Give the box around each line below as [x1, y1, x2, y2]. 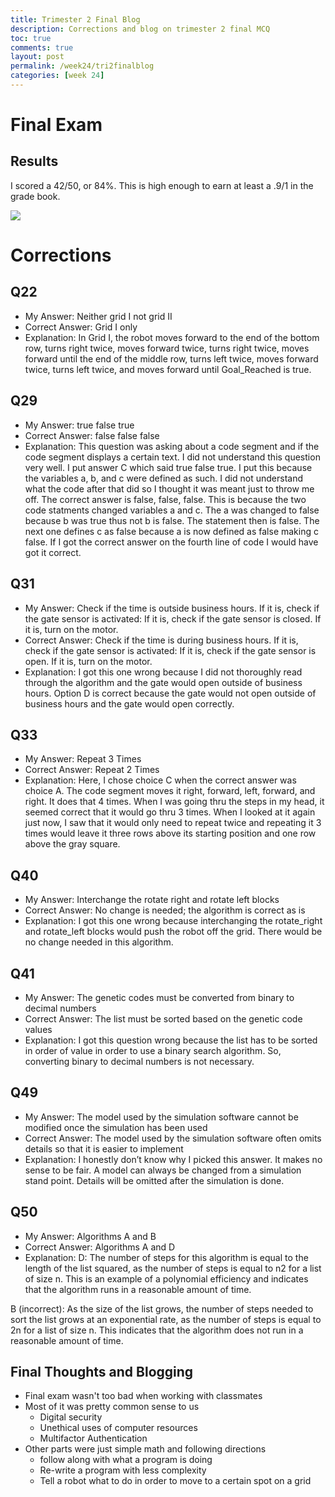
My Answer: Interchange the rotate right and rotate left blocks [24, 894, 280, 906]
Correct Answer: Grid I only [24, 321, 138, 333]
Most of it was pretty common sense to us [24, 1401, 200, 1413]
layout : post [10, 52, 65, 62]
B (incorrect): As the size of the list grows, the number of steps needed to [10, 1302, 314, 1315]
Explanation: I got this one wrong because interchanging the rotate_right [24, 915, 323, 927]
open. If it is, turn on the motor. [24, 655, 153, 667]
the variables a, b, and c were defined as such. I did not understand [24, 472, 303, 484]
